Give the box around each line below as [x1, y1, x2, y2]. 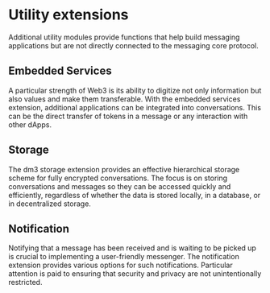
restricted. [8, 278, 43, 287]
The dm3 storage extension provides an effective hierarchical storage [8, 164, 240, 174]
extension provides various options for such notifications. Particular [8, 260, 233, 270]
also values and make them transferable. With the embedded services [8, 94, 241, 104]
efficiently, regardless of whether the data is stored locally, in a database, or [8, 190, 261, 200]
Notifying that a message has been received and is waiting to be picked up [8, 243, 256, 253]
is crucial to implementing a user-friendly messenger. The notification [8, 252, 239, 262]
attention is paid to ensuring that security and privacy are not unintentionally [8, 269, 262, 279]
